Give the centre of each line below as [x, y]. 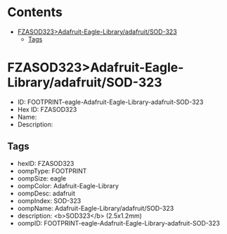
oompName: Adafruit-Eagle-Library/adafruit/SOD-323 [96, 208]
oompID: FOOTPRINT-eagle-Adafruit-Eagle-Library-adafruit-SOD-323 [118, 223]
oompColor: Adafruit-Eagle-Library [68, 186]
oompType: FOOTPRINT [52, 171]
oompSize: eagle [42, 178]
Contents [35, 12]
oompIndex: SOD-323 [49, 200]
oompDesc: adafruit [46, 193]
